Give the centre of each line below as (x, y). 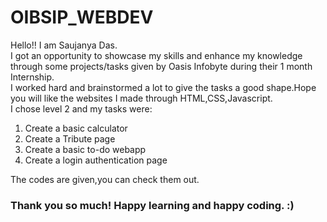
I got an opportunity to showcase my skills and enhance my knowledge (156, 55)
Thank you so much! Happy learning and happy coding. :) (152, 205)
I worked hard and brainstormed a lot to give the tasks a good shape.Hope (163, 87)
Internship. (32, 77)
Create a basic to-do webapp (85, 149)
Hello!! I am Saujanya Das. (64, 45)
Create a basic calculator (76, 128)
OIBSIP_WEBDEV (82, 17)
